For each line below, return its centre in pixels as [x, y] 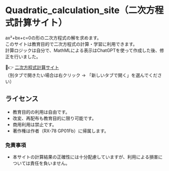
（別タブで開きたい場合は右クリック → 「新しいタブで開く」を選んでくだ [81, 75]
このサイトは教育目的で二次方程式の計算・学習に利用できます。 [71, 44]
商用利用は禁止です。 [35, 124]
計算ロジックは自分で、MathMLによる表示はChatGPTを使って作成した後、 [82, 50]
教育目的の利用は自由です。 [41, 112]
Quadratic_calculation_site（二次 [76, 10]
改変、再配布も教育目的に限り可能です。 [54, 118]
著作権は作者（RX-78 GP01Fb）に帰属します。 [61, 131]
